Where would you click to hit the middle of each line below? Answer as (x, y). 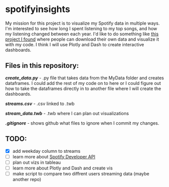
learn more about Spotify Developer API (54, 156)
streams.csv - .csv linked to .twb (40, 104)
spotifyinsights (38, 9)
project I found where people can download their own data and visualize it (82, 39)
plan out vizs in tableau (37, 162)
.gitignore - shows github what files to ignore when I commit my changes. (82, 123)
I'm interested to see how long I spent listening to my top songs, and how (81, 28)
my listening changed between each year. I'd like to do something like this (82, 34)
